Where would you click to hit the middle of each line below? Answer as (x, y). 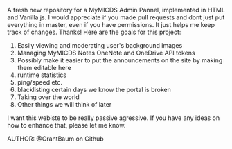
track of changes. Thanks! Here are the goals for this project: (94, 32)
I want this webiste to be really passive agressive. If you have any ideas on (114, 118)
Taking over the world (48, 97)
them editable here (44, 68)
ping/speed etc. (40, 82)
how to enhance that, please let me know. (66, 125)
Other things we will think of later (64, 104)
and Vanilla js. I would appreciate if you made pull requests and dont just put (116, 17)
